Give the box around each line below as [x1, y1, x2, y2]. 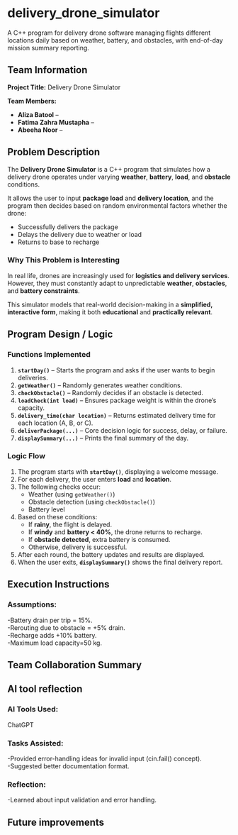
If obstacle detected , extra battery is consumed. [28, 535, 171, 543]
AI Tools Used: [7, 704, 59, 714]
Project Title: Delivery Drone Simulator [7, 83, 121, 92]
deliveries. [17, 373, 48, 382]
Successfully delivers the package [17, 222, 118, 231]
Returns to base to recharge [17, 238, 100, 246]
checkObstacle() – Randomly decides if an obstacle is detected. [17, 388, 204, 397]
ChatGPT [7, 720, 34, 729]
